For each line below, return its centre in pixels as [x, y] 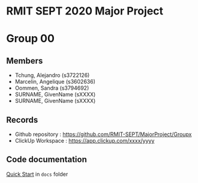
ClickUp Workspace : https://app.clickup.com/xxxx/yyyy [85, 141]
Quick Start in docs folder [37, 174]
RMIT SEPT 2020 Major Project [85, 11]
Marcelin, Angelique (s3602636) [55, 82]
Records [22, 119]
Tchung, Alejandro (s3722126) [52, 75]
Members [25, 60]
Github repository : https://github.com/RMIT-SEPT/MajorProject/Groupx [103, 134]
